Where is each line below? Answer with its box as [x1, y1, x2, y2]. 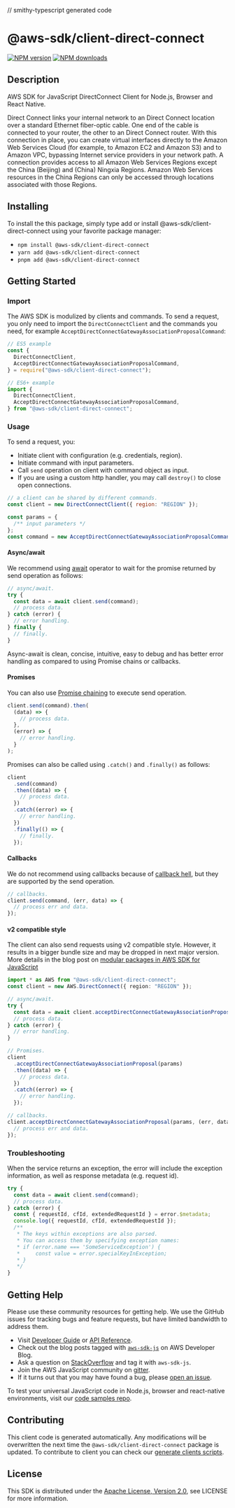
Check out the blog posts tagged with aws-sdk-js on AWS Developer [17, 1343, 215, 1351]
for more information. [7, 1494, 69, 1502]
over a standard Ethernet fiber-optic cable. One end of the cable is [7, 120, 199, 129]
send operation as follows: [7, 571, 84, 579]
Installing [7, 201, 49, 213]
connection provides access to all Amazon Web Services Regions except [7, 157, 218, 167]
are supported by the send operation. [7, 877, 115, 885]
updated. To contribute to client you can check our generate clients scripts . [7, 1448, 225, 1456]
